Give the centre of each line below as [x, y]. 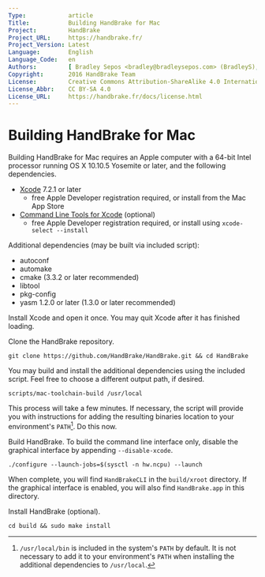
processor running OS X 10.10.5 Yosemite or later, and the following [117, 166]
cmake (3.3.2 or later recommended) [79, 277]
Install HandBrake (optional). [54, 511]
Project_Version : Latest [49, 45]
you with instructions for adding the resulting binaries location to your [121, 417]
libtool [30, 286]
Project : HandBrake [54, 30]
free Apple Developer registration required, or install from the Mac [139, 198]
